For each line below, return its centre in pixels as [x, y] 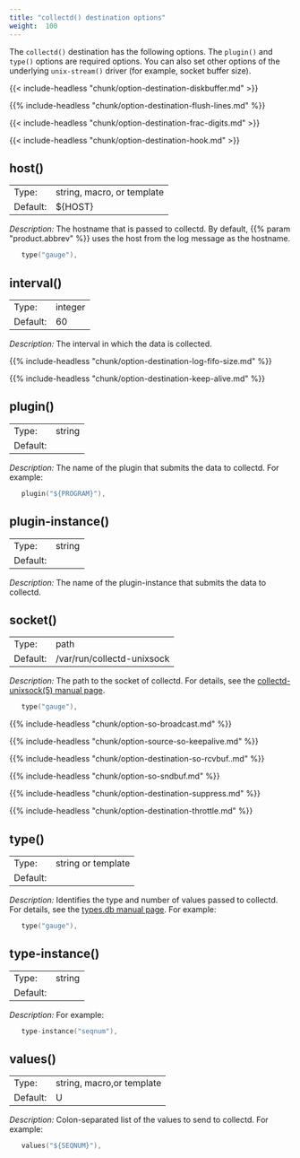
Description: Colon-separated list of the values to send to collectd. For [139, 1120]
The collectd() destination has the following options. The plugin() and [141, 51]
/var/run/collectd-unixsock [112, 658]
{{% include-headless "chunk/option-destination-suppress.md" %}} [135, 794]
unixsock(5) [31, 691]
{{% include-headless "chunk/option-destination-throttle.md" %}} [131, 811]
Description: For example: [57, 1014]
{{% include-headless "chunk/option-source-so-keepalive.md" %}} [134, 742]
